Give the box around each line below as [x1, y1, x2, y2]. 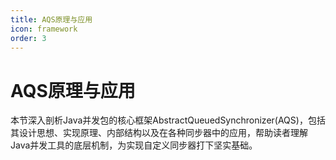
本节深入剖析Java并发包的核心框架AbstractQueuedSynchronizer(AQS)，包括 [10, 114, 326, 126]
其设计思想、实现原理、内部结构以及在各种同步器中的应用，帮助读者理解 [10, 127, 308, 139]
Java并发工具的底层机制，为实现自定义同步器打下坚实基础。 [10, 139, 258, 151]
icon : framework [10, 24, 78, 34]
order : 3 [10, 33, 47, 43]
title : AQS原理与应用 [10, 14, 93, 25]
